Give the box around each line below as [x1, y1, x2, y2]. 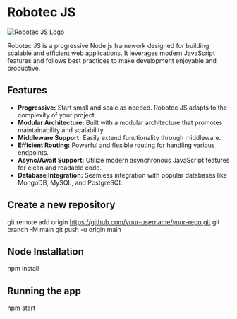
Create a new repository [7, 199, 116, 211]
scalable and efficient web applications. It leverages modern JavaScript [7, 49, 215, 57]
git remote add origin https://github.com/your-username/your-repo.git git [7, 217, 220, 226]
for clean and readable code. [17, 163, 102, 172]
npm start [7, 303, 36, 312]
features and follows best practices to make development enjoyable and [7, 56, 217, 64]
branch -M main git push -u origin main [7, 225, 121, 233]
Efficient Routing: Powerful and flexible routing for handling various [17, 141, 215, 149]
